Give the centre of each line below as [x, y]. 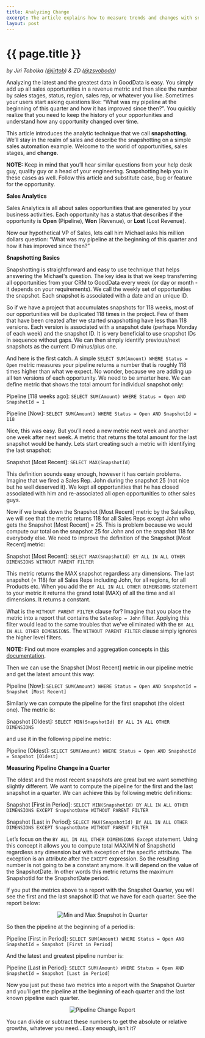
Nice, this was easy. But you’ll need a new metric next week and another [98, 431]
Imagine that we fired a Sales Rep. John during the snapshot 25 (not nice [98, 481]
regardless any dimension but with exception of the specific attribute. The [99, 852]
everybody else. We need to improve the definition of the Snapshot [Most [99, 538]
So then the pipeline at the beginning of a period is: [71, 927]
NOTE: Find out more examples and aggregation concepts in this [88, 649]
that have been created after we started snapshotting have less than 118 [97, 321]
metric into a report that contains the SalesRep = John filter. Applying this [98, 618]
